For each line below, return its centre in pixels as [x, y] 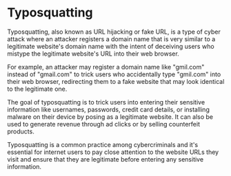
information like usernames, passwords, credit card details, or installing [109, 109]
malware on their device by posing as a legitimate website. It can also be [110, 117]
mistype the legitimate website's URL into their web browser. [93, 54]
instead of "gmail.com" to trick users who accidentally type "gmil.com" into [114, 74]
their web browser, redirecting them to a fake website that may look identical [116, 81]
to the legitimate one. [37, 89]
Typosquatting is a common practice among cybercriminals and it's [103, 144]
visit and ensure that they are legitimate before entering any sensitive [106, 159]
